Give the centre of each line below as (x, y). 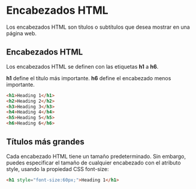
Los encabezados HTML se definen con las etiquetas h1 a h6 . (82, 66)
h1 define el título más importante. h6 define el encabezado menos (89, 78)
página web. (22, 33)
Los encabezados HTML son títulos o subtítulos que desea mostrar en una (98, 27)
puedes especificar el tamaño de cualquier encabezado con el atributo (94, 163)
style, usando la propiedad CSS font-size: (58, 169)
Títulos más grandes (46, 142)
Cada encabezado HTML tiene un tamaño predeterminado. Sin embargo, (96, 156)
